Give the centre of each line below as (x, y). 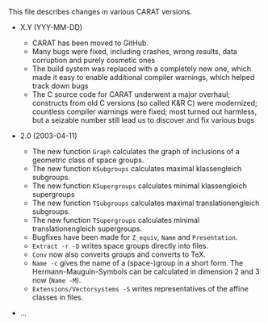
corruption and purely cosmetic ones (94, 60)
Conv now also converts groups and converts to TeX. (119, 254)
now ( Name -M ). (57, 280)
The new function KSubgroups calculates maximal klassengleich (137, 168)
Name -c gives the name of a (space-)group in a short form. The (138, 263)
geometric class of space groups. (88, 160)
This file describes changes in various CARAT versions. (100, 12)
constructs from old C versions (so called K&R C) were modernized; (145, 103)
